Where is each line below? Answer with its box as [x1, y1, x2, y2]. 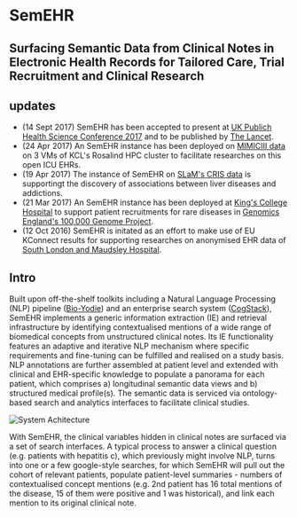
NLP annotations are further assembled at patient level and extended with [9, 360, 278, 371]
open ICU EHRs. [21, 160, 82, 170]
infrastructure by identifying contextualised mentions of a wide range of [9, 322, 272, 333]
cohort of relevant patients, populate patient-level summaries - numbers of [9, 469, 283, 480]
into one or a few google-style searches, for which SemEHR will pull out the [9, 460, 285, 471]
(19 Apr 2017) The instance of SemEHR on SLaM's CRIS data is [21, 169, 251, 180]
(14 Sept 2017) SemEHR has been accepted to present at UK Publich [21, 121, 272, 133]
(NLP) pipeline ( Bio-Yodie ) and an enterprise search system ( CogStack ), [9, 303, 272, 314]
